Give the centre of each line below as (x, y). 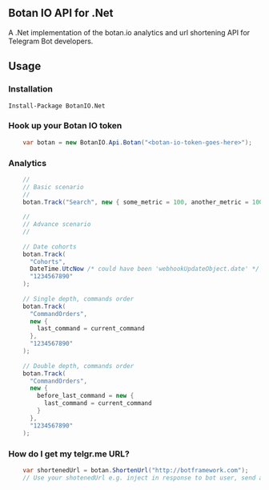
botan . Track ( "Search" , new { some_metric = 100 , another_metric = (136, 202)
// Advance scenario (57, 225)
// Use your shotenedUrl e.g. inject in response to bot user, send (139, 478)
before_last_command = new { (86, 396)
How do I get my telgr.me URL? (69, 454)
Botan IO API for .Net (61, 13)
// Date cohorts (50, 247)
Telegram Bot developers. (51, 41)
